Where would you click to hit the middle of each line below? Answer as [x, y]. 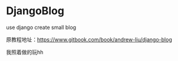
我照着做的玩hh [25, 52]
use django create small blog [41, 27]
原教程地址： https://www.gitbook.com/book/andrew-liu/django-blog [89, 39]
